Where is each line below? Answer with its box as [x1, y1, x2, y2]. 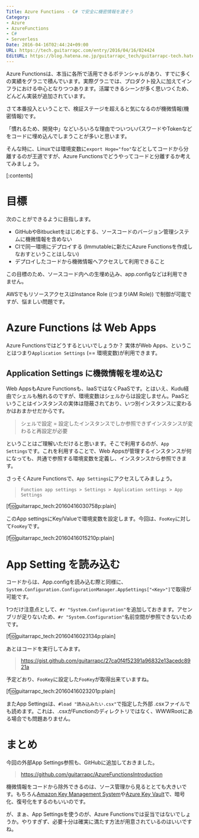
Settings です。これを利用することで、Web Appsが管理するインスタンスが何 [6, 447, 192, 455]
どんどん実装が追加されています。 [6, 92, 89, 99]
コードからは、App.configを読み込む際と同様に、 [6, 578, 127, 586]
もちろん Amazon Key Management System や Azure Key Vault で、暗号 [15, 790, 185, 798]
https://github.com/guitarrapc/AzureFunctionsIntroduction [20, 771, 163, 778]
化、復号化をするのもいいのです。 [6, 798, 89, 805]
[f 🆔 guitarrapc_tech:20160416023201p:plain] [6, 688, 115, 695]
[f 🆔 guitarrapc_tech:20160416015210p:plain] [6, 535, 114, 542]
